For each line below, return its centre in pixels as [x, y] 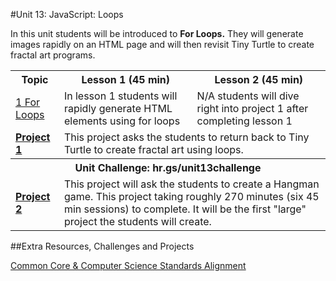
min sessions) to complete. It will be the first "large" [185, 209]
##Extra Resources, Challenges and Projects [102, 246]
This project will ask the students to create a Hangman [191, 184]
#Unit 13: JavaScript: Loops [67, 14]
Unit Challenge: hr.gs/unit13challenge [168, 167]
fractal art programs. [53, 55]
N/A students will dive [248, 96]
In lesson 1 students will [120, 96]
